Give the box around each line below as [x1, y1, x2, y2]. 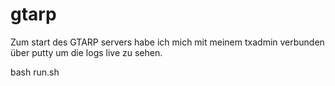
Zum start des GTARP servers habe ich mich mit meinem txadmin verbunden [10, 36, 325, 48]
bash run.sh [10, 66, 60, 78]
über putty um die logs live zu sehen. [10, 46, 163, 58]
